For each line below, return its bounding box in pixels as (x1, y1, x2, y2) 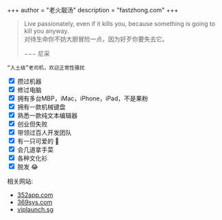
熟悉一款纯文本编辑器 (16, 111, 77, 120)
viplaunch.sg (16, 206, 53, 213)
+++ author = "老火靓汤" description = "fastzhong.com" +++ (7, 6, 179, 14)
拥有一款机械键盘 (16, 103, 66, 111)
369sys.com (16, 198, 53, 206)
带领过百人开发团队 (16, 128, 72, 137)
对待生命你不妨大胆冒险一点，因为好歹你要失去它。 (23, 35, 169, 43)
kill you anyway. (23, 27, 69, 35)
